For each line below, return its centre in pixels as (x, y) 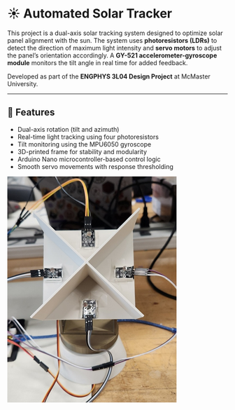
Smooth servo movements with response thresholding (95, 166)
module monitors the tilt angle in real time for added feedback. (98, 62)
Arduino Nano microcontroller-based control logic (89, 159)
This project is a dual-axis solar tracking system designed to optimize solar (115, 33)
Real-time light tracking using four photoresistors (88, 137)
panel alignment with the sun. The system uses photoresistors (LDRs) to (112, 40)
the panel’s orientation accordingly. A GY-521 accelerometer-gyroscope (112, 55)
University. (23, 83)
